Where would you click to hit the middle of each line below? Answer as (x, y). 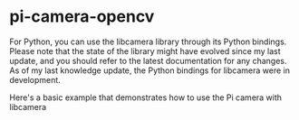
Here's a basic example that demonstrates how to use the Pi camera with (146, 97)
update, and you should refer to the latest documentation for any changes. (148, 60)
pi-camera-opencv (82, 17)
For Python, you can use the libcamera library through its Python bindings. (148, 42)
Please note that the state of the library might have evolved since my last (145, 51)
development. (35, 79)
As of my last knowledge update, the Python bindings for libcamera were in (149, 70)
